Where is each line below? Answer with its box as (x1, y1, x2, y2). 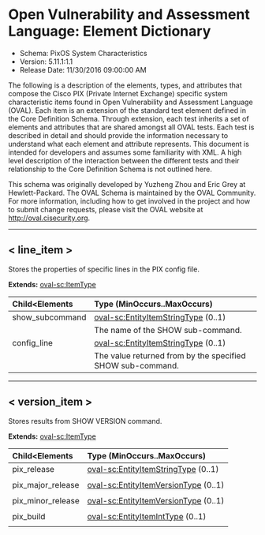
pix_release (12, 463, 55, 474)
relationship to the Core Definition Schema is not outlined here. (8, 164, 213, 174)
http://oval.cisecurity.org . (8, 213, 91, 223)
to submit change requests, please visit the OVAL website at (8, 204, 203, 214)
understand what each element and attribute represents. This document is (8, 139, 250, 148)
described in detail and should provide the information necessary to (8, 130, 229, 140)
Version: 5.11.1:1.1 (19, 57, 73, 66)
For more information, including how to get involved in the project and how (8, 196, 251, 206)
